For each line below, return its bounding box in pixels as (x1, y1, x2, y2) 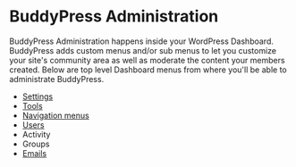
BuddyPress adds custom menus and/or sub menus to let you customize (9, 45, 277, 55)
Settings (21, 91, 54, 102)
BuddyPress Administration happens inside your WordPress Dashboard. (9, 36, 275, 46)
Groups (21, 138, 50, 149)
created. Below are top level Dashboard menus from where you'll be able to (9, 64, 288, 75)
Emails (21, 147, 47, 158)
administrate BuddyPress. (9, 73, 105, 84)
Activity (21, 129, 51, 139)
